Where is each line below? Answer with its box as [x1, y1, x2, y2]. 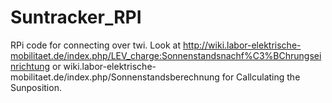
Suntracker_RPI [10, 6, 142, 29]
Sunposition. [10, 81, 62, 93]
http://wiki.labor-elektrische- [182, 39, 302, 51]
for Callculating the [221, 71, 301, 83]
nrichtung [10, 60, 51, 72]
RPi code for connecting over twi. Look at [10, 39, 182, 51]
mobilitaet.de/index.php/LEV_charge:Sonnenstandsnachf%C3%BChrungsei [10, 49, 322, 61]
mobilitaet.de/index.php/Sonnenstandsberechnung [10, 71, 220, 83]
